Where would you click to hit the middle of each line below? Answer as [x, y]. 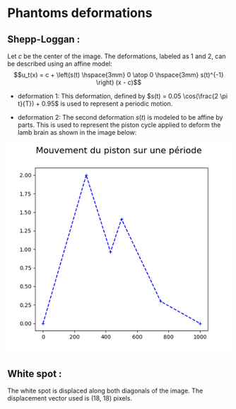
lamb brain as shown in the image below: [77, 132]
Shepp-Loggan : [44, 39]
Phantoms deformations [80, 13]
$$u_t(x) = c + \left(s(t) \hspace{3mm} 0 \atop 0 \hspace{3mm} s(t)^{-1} [119, 75]
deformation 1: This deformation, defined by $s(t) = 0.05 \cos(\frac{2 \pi [123, 96]
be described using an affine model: [60, 64]
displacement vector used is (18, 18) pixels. [70, 398]
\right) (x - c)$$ [119, 82]
